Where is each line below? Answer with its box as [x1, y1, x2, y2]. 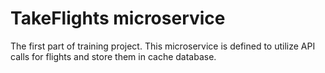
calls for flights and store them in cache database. [10, 50, 217, 62]
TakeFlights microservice [10, 7, 226, 30]
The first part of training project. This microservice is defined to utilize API [10, 40, 316, 52]
